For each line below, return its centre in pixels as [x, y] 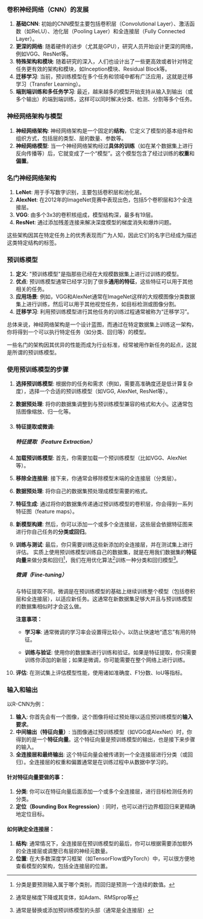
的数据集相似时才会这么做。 [50, 606]
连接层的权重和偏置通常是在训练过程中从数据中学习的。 [103, 762]
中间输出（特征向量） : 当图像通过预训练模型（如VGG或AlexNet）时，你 [104, 731]
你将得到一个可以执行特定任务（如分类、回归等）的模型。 [78, 332]
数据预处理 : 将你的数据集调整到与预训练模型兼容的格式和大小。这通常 [101, 404]
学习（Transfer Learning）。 [50, 84]
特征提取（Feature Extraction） [55, 441]
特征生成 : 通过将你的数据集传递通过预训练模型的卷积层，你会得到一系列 [104, 504]
